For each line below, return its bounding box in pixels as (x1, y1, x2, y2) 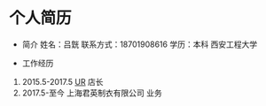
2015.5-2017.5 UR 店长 (21, 76, 104, 87)
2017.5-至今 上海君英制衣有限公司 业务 (21, 87, 162, 98)
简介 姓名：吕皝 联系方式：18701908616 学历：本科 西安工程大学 (21, 39, 258, 49)
